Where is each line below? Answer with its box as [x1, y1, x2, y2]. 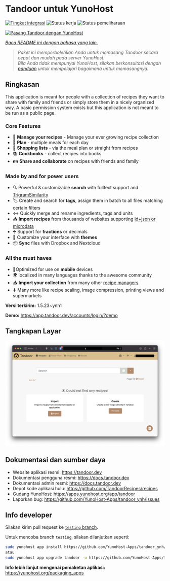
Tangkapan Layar [5, 327, 61, 335]
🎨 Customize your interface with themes [12, 234, 97, 241]
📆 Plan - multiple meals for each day [12, 140, 89, 146]
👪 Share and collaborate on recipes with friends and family [12, 158, 139, 164]
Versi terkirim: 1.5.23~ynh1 [5, 302, 62, 309]
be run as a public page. [5, 110, 56, 116]
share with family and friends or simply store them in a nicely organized [5, 99, 154, 105]
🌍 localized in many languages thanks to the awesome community [12, 272, 152, 278]
